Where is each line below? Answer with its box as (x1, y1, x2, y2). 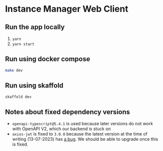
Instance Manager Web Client (5, 3, 129, 15)
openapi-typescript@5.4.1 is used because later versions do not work (12, 121, 153, 127)
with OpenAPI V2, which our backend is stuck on (12, 126, 111, 132)
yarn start (12, 42, 35, 47)
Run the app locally (5, 23, 65, 31)
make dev (5, 68, 23, 73)
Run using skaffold (5, 81, 64, 90)
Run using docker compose (5, 55, 91, 63)
